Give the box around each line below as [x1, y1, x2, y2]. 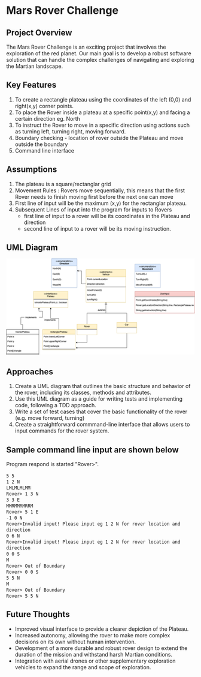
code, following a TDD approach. [14, 402, 97, 409]
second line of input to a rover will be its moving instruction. [23, 225, 172, 232]
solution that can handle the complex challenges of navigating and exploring [6, 56, 194, 63]
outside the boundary [14, 141, 68, 148]
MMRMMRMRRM [6, 503, 33, 509]
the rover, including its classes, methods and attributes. [14, 389, 151, 396]
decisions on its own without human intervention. [14, 638, 136, 645]
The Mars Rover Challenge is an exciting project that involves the [6, 43, 166, 50]
